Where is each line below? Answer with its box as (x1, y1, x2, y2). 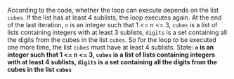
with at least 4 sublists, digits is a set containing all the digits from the (7, 58, 218, 66)
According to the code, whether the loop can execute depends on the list (7, 6, 219, 14)
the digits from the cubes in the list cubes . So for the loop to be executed (7, 36, 216, 44)
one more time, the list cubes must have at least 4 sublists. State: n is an (7, 43, 214, 51)
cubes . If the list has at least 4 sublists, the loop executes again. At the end (7, 13, 222, 22)
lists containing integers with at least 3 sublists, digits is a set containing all (7, 28, 227, 36)
